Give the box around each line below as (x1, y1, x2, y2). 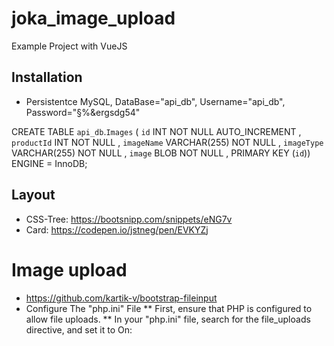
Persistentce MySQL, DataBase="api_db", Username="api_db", (25, 95, 286, 107)
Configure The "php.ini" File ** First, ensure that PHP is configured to (25, 302, 313, 314)
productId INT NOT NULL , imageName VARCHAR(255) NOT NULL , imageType (11, 136, 324, 148)
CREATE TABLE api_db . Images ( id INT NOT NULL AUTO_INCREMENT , (11, 125, 302, 137)
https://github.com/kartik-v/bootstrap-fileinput (25, 292, 218, 304)
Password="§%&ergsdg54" (25, 106, 141, 118)
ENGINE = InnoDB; (11, 157, 88, 169)
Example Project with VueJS (11, 40, 128, 52)
